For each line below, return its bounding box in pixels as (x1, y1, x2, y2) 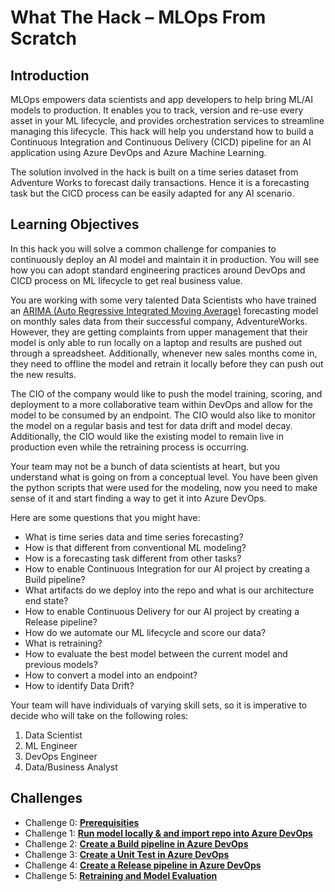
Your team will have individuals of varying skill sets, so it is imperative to (10, 699, 308, 711)
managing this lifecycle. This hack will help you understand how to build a (10, 126, 314, 137)
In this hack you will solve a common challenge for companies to (10, 242, 277, 255)
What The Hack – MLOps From (10, 6, 267, 29)
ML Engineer (24, 739, 78, 751)
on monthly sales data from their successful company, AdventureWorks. (10, 315, 308, 327)
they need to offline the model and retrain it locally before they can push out (10, 357, 324, 370)
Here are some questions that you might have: (10, 511, 201, 523)
